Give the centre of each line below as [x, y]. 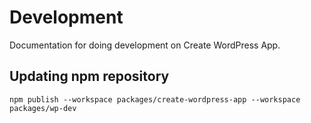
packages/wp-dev [43, 108]
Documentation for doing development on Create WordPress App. [145, 45]
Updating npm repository [89, 76]
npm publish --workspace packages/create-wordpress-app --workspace [155, 99]
